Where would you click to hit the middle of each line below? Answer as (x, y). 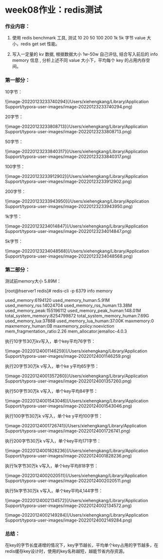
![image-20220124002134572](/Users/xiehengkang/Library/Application (77, 501)
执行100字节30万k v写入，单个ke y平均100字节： (54, 416)
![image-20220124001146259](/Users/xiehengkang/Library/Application (76, 351)
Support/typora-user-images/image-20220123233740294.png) (69, 106)
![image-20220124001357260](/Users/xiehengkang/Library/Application (77, 376)
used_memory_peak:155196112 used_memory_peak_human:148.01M (73, 311)
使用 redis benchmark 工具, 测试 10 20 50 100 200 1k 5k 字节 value (79, 38)
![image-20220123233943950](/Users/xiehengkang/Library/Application (77, 201)
